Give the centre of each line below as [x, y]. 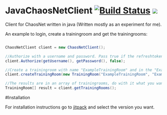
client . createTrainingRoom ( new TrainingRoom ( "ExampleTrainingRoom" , [78, 74]
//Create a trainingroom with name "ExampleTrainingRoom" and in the [79, 70]
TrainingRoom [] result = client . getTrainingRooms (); [61, 88]
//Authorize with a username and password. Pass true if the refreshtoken [84, 56]
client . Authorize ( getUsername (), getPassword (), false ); [65, 61]
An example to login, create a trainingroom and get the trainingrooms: [76, 34]
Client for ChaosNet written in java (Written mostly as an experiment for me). [83, 24]
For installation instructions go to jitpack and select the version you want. [80, 107]
